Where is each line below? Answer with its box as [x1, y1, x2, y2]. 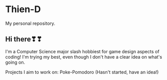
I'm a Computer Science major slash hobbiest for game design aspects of [5, 48, 159, 54]
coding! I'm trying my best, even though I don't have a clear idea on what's [5, 54, 162, 60]
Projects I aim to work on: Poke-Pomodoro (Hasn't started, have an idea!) [5, 69, 159, 75]
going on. [5, 59, 25, 65]
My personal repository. [5, 20, 55, 26]
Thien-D [5, 4, 41, 15]
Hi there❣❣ [5, 35, 42, 44]
